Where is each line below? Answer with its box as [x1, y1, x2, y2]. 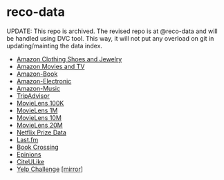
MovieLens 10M [16, 113, 62, 121]
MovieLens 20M [16, 121, 63, 129]
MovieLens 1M [16, 106, 58, 114]
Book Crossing [16, 143, 59, 151]
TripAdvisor [16, 91, 50, 100]
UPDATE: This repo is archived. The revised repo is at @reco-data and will [6, 27, 218, 35]
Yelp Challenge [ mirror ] [16, 165, 84, 173]
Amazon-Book [16, 70, 58, 78]
